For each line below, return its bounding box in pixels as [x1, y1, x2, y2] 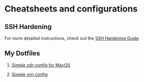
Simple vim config [11, 71, 48, 77]
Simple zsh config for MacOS [11, 62, 71, 68]
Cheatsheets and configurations [4, 3, 138, 14]
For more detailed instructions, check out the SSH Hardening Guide [4, 35, 139, 41]
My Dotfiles [4, 49, 40, 57]
